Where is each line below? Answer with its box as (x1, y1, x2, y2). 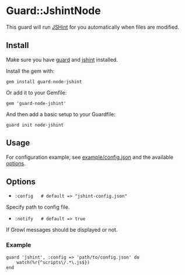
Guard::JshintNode (6, 4, 101, 18)
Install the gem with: (6, 67, 55, 74)
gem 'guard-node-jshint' (6, 100, 67, 106)
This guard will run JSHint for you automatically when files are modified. (6, 23, 180, 30)
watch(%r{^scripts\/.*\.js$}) (16, 259, 90, 265)
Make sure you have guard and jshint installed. (6, 56, 118, 63)
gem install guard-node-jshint (6, 79, 82, 84)
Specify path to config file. (6, 203, 70, 211)
